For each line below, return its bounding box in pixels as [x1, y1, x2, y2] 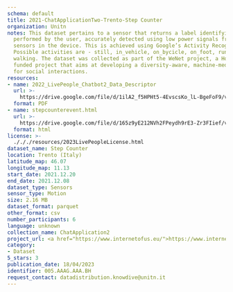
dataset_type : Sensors [7, 184, 73, 191]
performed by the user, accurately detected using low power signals [13, 36, 218, 43]
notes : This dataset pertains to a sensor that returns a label [7, 29, 197, 37]
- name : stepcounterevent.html [7, 107, 98, 113]
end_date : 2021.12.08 [7, 177, 70, 184]
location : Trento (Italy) [7, 152, 82, 159]
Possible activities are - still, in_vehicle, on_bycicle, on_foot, [13, 49, 216, 56]
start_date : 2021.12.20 [7, 171, 76, 178]
